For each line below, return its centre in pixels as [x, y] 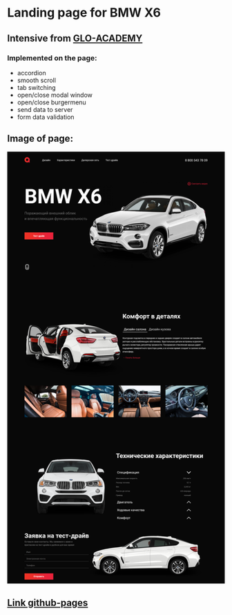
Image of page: [40, 139]
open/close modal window [55, 95]
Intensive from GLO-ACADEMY [75, 38]
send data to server [45, 109]
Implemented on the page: [52, 58]
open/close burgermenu [51, 102]
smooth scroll [37, 80]
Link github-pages [48, 603]
